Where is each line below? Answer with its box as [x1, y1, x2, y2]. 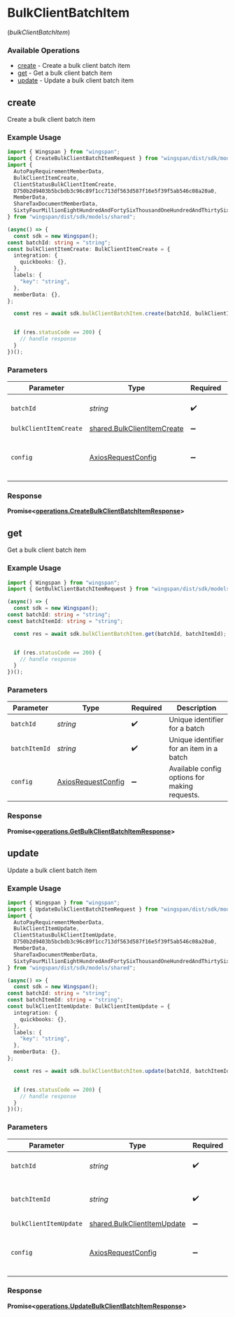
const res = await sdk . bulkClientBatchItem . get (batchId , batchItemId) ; [13, 630, 227, 637]
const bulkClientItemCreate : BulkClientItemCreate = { [7, 245, 171, 252]
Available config [169, 764, 222, 774]
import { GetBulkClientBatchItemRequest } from [7, 585, 149, 592]
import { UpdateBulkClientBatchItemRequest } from [7, 906, 158, 913]
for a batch [169, 724, 205, 734]
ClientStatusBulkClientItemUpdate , [13, 932, 117, 939]
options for [169, 773, 205, 783]
